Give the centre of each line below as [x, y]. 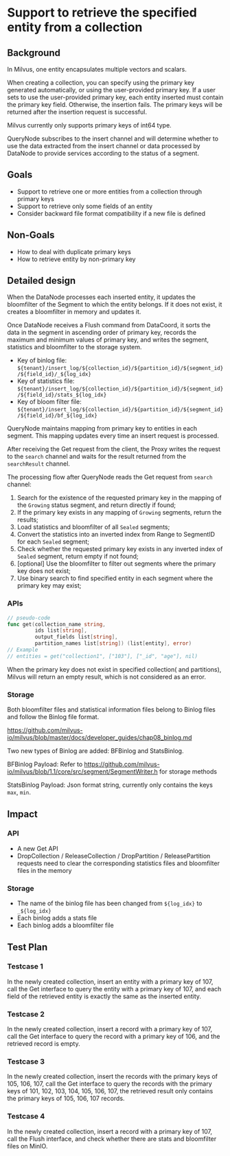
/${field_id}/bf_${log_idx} [57, 416]
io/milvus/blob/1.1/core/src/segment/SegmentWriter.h [82, 772]
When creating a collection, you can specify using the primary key [101, 83]
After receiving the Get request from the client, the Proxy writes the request [114, 449]
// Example [23, 650]
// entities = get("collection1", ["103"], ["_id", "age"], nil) [102, 656]
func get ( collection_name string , [57, 624]
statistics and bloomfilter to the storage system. [74, 347]
